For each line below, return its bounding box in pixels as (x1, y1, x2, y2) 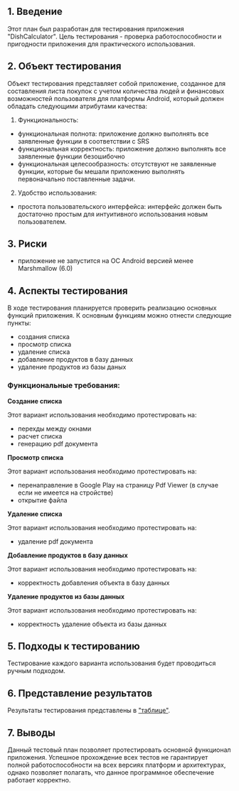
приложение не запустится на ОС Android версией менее (17, 257, 194, 265)
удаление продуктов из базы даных (17, 362, 127, 372)
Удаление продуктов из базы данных (7, 592, 125, 601)
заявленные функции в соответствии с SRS (17, 136, 150, 145)
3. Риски (7, 238, 48, 250)
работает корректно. (7, 775, 71, 784)
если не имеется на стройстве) (17, 488, 114, 497)
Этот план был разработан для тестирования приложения (7, 24, 185, 33)
